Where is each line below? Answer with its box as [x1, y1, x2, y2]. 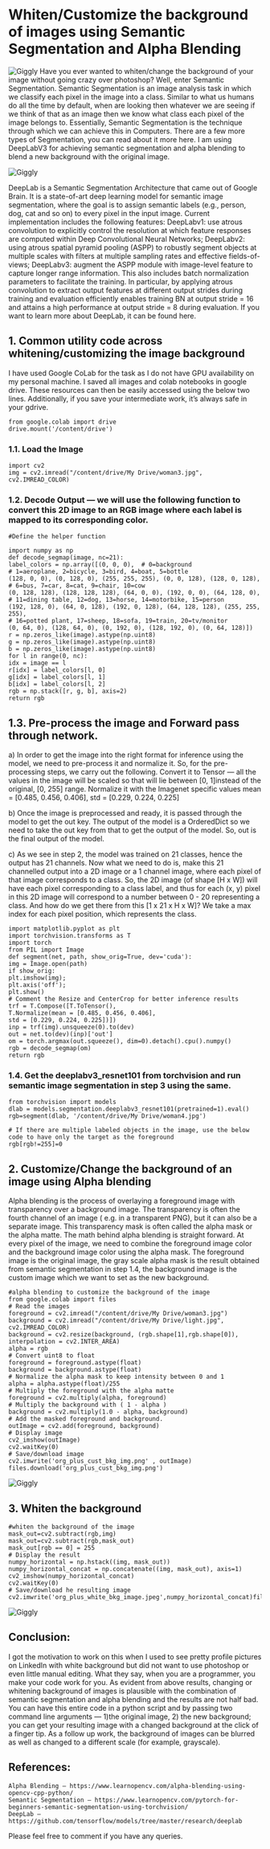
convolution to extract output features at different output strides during [8, 285, 243, 295]
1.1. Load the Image [8, 444, 84, 455]
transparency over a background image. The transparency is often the [8, 1205, 241, 1214]
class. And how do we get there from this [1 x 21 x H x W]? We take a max [8, 901, 252, 910]
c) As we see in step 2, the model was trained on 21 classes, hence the [8, 849, 243, 859]
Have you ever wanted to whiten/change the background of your [39, 66, 254, 76]
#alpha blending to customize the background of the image [8, 1288, 211, 1297]
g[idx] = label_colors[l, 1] [8, 673, 106, 681]
